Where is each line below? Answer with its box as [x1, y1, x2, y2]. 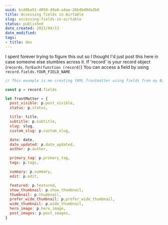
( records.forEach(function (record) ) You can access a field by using [5, 64, 149, 70]
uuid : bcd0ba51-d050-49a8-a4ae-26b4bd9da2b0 [5, 7, 99, 12]
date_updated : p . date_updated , [9, 142, 75, 147]
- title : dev [5, 40, 32, 45]
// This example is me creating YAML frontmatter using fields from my [5, 78, 157, 83]
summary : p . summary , [9, 169, 52, 174]
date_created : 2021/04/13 [5, 26, 59, 31]
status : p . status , [9, 105, 48, 110]
